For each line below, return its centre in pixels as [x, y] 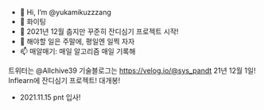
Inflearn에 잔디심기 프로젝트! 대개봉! [64, 80]
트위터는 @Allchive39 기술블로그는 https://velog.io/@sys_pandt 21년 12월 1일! [132, 70]
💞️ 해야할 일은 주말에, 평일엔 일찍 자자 [77, 41]
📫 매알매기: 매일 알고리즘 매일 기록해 [78, 51]
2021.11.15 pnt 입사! [50, 97]
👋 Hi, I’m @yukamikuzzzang [65, 12]
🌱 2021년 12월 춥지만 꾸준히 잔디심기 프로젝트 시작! [99, 31]
